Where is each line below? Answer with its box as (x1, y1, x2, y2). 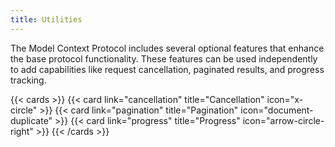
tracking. (10, 74, 47, 86)
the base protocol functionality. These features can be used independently (10, 52, 318, 65)
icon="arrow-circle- (242, 114, 325, 126)
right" (10, 125, 34, 137)
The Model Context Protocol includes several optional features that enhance (10, 42, 325, 54)
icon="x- (266, 93, 304, 105)
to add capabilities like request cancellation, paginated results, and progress (10, 63, 325, 75)
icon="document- (240, 104, 314, 116)
